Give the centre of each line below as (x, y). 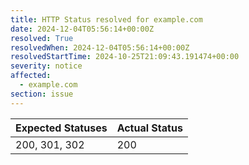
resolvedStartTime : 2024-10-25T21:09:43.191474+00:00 (125, 57)
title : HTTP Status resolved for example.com (106, 19)
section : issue (42, 94)
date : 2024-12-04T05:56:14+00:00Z (82, 29)
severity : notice (46, 66)
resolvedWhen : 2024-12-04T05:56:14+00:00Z (100, 47)
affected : (31, 76)
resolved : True (42, 38)
